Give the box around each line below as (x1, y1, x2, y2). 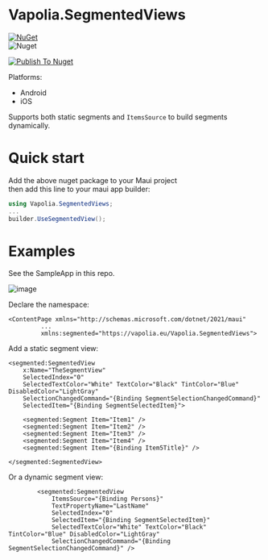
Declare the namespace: (8, 300, 90, 310)
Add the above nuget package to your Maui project (8, 175, 178, 185)
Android (19, 87, 47, 98)
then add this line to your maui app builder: (8, 184, 150, 194)
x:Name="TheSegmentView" (23, 366, 106, 374)
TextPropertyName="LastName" (51, 502, 150, 510)
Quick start (8, 149, 85, 167)
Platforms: (8, 72, 43, 81)
